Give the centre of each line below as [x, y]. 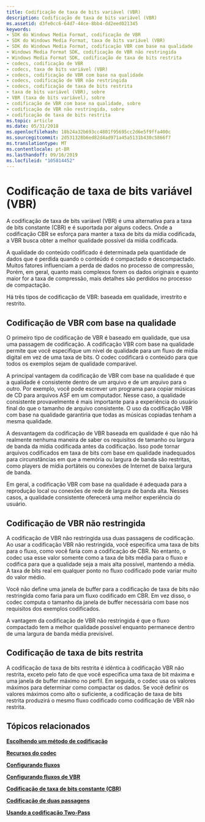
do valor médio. [26, 577]
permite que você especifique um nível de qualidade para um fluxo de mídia [102, 351]
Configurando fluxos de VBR [43, 777]
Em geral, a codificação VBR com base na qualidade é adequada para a [97, 484]
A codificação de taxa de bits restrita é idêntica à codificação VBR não [95, 668]
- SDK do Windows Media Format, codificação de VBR [73, 35]
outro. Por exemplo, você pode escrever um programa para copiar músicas [101, 389]
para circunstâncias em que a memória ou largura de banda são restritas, [99, 460]
